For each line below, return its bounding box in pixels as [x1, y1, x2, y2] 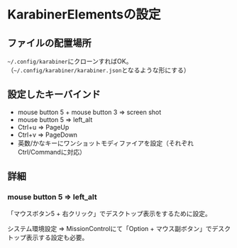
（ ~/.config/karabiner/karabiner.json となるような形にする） [7, 66, 190, 74]
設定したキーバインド [7, 89, 101, 101]
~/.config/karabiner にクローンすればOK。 [7, 57, 133, 65]
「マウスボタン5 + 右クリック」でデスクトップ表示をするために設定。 [7, 209, 211, 218]
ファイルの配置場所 [7, 37, 92, 49]
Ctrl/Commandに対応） [17, 147, 87, 156]
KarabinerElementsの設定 [7, 6, 161, 23]
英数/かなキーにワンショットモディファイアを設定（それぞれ [17, 139, 194, 147]
